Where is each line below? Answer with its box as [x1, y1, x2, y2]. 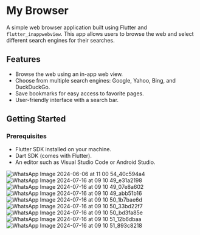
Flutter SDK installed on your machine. [15, 146, 111, 153]
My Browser [6, 4, 69, 18]
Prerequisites [6, 132, 47, 140]
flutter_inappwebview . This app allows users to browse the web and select [6, 30, 194, 37]
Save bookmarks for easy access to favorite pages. [15, 89, 144, 97]
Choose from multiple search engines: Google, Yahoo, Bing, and [15, 77, 176, 84]
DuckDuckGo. [15, 83, 50, 90]
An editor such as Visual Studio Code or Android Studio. [15, 158, 156, 166]
